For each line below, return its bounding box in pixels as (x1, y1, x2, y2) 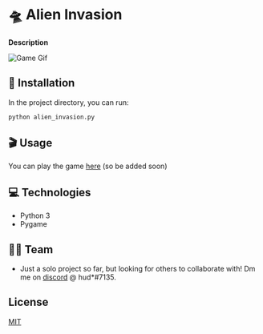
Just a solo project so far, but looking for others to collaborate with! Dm (19, 264, 256, 274)
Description (8, 37, 49, 47)
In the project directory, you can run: (8, 97, 129, 107)
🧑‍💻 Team (8, 243, 54, 256)
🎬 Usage (8, 136, 53, 150)
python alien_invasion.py (8, 113, 95, 121)
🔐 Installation (8, 76, 75, 90)
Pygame (19, 219, 48, 229)
